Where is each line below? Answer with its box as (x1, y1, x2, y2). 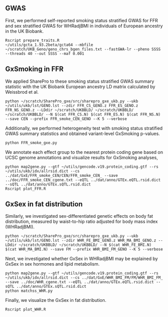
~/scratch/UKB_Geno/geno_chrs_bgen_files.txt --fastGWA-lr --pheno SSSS (5, 46, 161, 52)
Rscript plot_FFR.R (5, 186, 46, 191)
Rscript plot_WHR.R (5, 307, 46, 312)
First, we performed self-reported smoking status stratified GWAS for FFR (5, 17, 158, 23)
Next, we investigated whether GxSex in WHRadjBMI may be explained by (5, 256, 158, 262)
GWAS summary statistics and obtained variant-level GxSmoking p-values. (5, 131, 160, 137)
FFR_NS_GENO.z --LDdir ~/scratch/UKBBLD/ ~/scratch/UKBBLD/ (5, 107, 134, 112)
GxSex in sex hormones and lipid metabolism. (5, 261, 100, 267)
